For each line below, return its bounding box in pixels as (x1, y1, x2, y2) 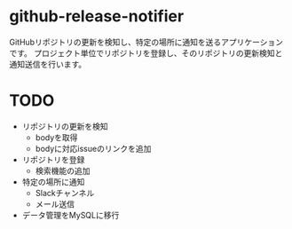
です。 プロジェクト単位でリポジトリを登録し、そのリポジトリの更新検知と (9, 47, 283, 59)
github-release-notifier (9, 6, 185, 27)
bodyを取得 (35, 131, 78, 143)
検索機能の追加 (35, 165, 91, 176)
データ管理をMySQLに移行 (21, 209, 120, 220)
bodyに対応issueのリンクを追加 (35, 143, 152, 154)
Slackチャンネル (35, 187, 95, 198)
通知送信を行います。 (9, 59, 87, 69)
